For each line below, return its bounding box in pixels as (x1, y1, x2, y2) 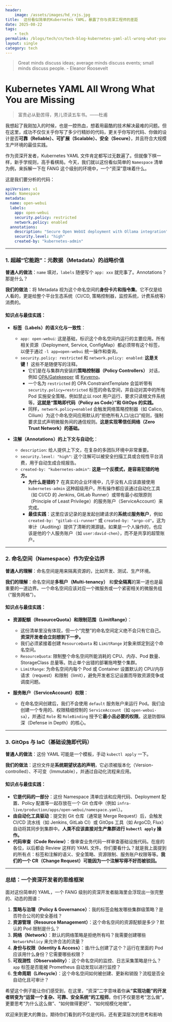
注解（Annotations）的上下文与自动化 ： (12, 436, 98, 442)
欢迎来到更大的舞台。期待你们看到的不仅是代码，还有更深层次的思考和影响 (5, 1011, 162, 1017)
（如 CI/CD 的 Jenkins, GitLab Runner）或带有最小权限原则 (28, 491, 152, 497)
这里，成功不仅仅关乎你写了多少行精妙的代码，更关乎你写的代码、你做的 (9, 129, 162, 135)
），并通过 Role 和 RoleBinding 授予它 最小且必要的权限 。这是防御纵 (25, 713, 166, 720)
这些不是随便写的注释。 (30, 361, 80, 367)
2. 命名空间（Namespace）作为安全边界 (5, 555, 105, 562)
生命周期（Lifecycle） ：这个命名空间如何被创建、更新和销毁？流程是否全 (12, 970, 165, 976)
